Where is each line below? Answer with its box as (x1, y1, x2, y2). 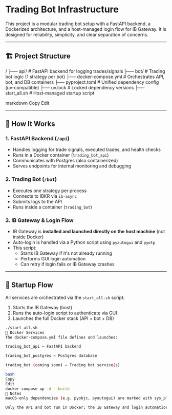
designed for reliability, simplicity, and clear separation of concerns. (5, 31, 148, 37)
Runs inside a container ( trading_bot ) (12, 204, 92, 210)
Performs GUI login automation (20, 256, 86, 262)
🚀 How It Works (5, 120, 55, 128)
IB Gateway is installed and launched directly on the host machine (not (12, 229, 165, 235)
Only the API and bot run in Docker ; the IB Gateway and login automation (5, 405, 168, 410)
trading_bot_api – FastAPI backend (5, 344, 81, 349)
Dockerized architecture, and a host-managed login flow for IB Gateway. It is (5, 26, 166, 32)
